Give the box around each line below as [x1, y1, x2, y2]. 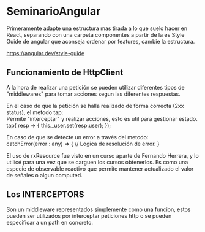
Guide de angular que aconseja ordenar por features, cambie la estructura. [6, 37, 195, 45]
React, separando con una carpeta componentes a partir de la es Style [6, 31, 185, 38]
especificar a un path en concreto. [6, 218, 94, 226]
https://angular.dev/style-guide [6, 49, 84, 56]
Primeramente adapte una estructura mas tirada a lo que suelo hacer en [6, 25, 188, 32]
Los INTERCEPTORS [6, 189, 84, 200]
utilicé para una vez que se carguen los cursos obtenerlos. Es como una [6, 158, 188, 166]
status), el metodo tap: [6, 109, 63, 116]
